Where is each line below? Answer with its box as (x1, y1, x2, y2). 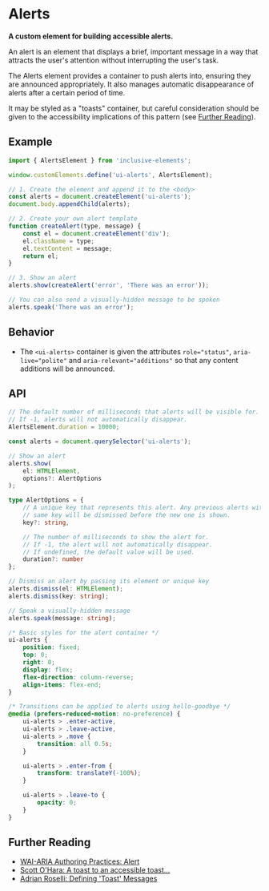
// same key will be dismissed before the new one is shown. (22, 511, 231, 519)
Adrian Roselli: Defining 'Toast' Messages (19, 874, 158, 884)
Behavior (8, 325, 54, 339)
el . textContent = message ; (22, 244, 113, 252)
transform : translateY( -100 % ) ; (37, 769, 142, 777)
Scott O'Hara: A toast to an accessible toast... (19, 865, 171, 875)
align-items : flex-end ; (22, 680, 102, 689)
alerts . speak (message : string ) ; (8, 614, 116, 622)
